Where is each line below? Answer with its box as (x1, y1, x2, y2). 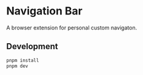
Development (6, 41, 59, 52)
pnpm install (6, 57, 39, 64)
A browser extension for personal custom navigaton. (6, 24, 138, 31)
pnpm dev (6, 63, 28, 69)
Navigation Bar (6, 4, 83, 18)
